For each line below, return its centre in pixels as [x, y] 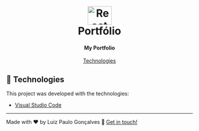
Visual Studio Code [38, 105]
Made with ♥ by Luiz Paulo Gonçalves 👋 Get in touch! [72, 122]
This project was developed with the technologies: [68, 94]
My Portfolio [99, 48]
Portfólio [99, 31]
